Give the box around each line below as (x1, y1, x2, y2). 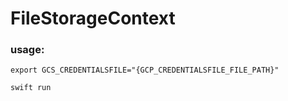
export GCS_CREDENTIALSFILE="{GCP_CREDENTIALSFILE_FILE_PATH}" (10, 65, 280, 76)
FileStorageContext (10, 7, 176, 30)
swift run (10, 83, 52, 93)
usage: (10, 43, 45, 57)
